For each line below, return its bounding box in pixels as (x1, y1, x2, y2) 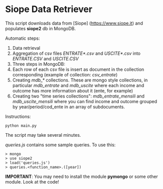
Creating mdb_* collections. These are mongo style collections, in (12, 77, 148, 83)
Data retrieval (12, 45, 40, 51)
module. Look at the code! (5, 178, 59, 184)
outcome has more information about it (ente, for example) (12, 87, 133, 93)
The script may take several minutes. (5, 132, 81, 138)
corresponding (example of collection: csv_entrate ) (12, 71, 118, 77)
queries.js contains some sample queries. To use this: (5, 142, 116, 148)
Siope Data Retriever (5, 4, 92, 15)
